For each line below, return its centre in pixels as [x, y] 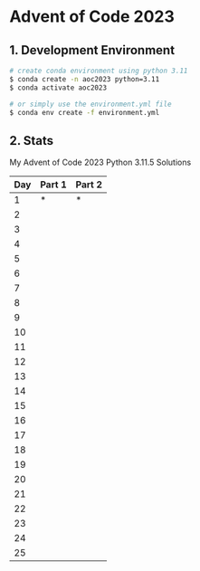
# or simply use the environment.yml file [90, 104]
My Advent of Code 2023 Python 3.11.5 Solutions [100, 162]
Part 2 [89, 185]
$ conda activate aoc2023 [58, 88]
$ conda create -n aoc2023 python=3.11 [85, 79]
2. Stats [32, 141]
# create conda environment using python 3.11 [99, 71]
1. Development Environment [92, 50]
